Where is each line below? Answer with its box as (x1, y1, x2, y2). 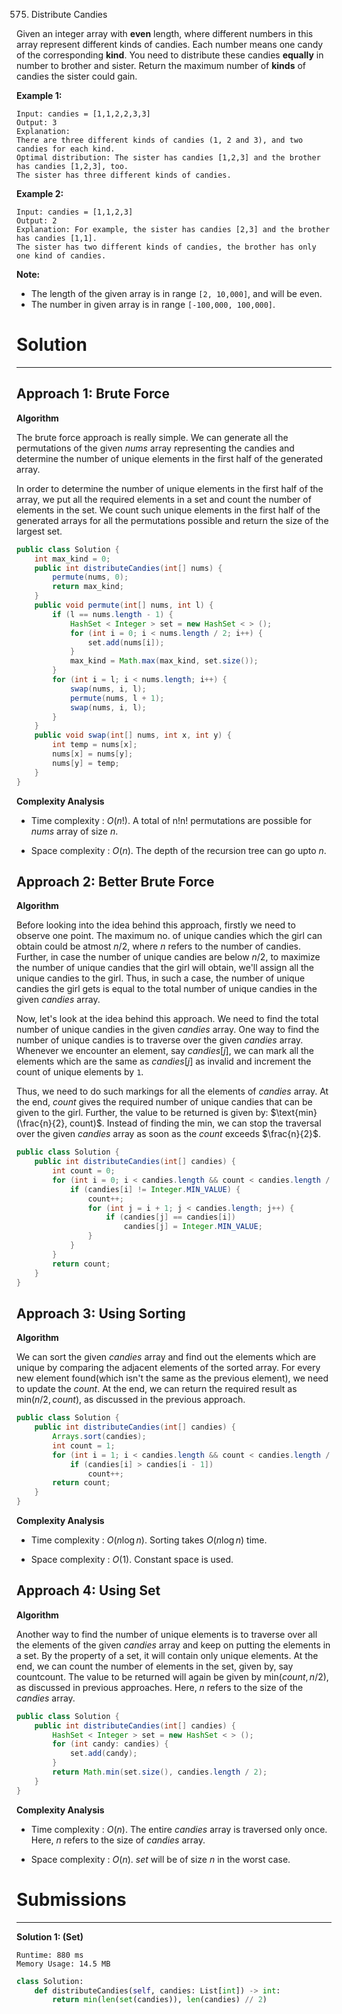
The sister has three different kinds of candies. (16, 170, 232, 180)
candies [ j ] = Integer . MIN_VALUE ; (123, 1222, 263, 1232)
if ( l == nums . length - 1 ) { (52, 609, 174, 619)
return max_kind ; (52, 582, 124, 592)
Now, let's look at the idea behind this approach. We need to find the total (16, 1013, 319, 1025)
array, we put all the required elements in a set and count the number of (16, 493, 312, 505)
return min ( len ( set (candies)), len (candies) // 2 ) (52, 1995, 268, 2005)
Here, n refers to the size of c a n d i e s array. (30, 1834, 206, 1846)
